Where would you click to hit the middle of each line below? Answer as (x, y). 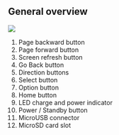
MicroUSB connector (49, 117)
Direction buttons (44, 72)
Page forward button (49, 50)
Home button (38, 94)
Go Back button (41, 65)
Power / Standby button (53, 110)
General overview (48, 12)
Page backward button (51, 42)
